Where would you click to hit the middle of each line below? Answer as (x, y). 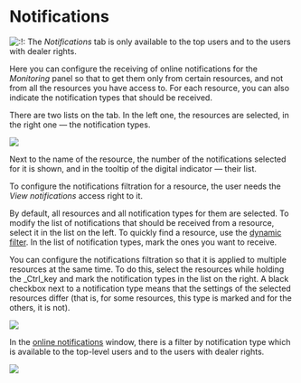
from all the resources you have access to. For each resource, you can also (150, 88)
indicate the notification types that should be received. (111, 98)
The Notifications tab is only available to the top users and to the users (159, 42)
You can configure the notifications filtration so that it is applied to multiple (148, 259)
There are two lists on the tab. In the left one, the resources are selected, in (149, 115)
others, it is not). (40, 307)
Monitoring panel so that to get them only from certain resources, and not (146, 78)
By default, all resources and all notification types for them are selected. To (149, 213)
